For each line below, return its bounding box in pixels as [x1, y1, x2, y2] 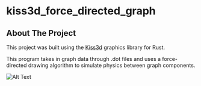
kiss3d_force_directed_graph [6, 4, 156, 18]
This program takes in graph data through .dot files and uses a [6, 56, 161, 62]
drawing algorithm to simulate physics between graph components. [28, 62, 196, 69]
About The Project [6, 28, 76, 38]
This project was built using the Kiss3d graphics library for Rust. [6, 44, 165, 51]
